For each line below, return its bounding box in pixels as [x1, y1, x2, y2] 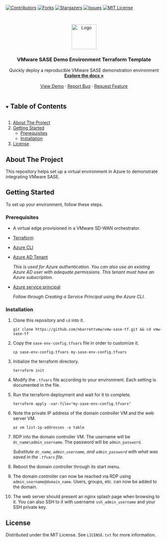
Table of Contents [10, 102, 67, 111]
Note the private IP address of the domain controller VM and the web [12, 410, 155, 416]
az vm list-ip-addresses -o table [12, 425, 84, 430]
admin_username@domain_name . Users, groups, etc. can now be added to [12, 479, 157, 485]
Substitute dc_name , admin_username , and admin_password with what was [12, 449, 158, 455]
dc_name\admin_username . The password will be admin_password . [12, 439, 142, 445]
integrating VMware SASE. [5, 173, 60, 179]
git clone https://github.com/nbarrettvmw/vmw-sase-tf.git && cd [12, 327, 151, 332]
